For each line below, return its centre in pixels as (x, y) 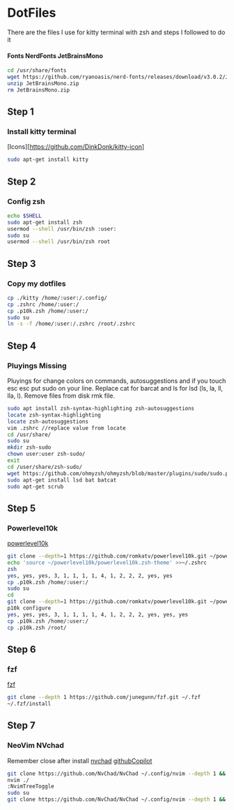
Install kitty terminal (42, 131)
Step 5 (22, 508)
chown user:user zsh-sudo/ (46, 454)
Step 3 (22, 263)
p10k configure (29, 608)
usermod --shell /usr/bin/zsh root (59, 242)
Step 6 (22, 649)
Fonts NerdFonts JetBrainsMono (55, 56)
